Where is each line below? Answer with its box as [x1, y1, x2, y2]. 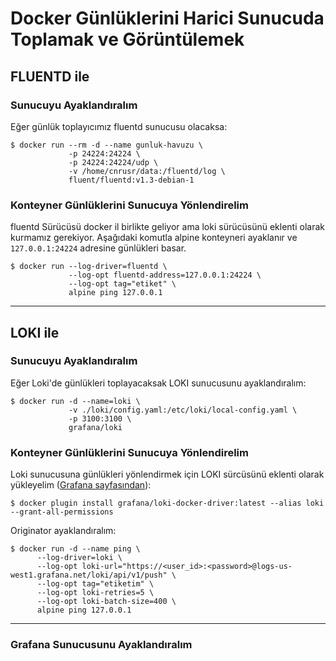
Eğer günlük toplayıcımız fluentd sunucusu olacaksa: [10, 120, 228, 132]
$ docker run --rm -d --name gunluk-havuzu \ [10, 140, 203, 150]
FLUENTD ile [10, 68, 90, 85]
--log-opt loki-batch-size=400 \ [36, 597, 177, 607]
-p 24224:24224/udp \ [68, 157, 159, 167]
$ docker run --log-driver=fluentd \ [10, 262, 168, 272]
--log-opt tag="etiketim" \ [36, 579, 155, 589]
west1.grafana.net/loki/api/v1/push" [10, 570, 168, 581]
